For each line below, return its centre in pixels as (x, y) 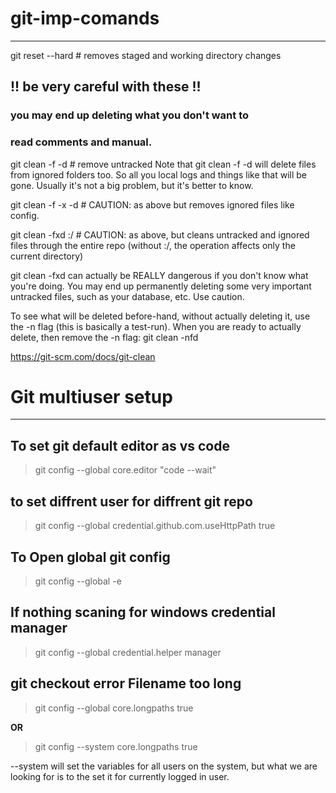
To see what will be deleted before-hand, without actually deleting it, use (160, 316)
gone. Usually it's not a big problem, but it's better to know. (132, 185)
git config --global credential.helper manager (128, 652)
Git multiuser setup (91, 396)
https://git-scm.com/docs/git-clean (83, 356)
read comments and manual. (81, 142)
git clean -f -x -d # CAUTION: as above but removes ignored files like (152, 204)
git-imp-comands (85, 18)
